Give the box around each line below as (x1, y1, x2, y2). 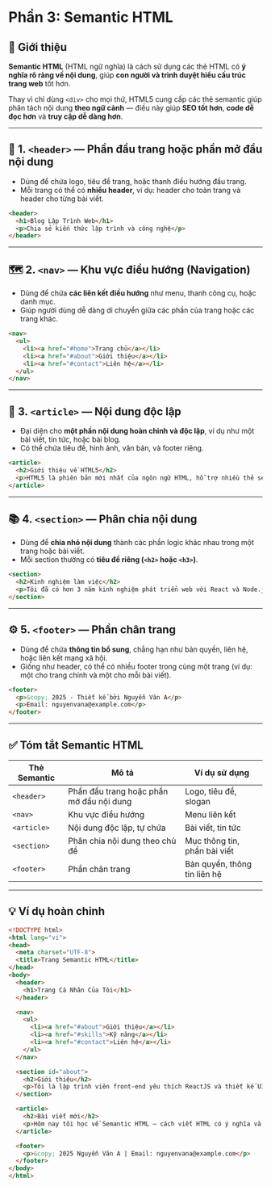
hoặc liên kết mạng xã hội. (19, 652, 108, 662)
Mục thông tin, (185, 836, 240, 846)
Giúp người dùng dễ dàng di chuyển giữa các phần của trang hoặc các (19, 305, 255, 315)
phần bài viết (185, 845, 234, 856)
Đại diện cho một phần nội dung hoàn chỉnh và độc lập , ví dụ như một (19, 426, 255, 436)
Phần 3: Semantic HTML (8, 8, 173, 27)
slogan (185, 796, 211, 807)
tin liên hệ (185, 869, 222, 879)
